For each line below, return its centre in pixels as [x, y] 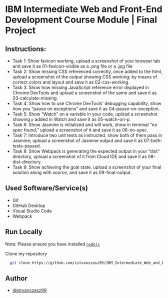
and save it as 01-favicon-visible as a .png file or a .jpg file [72, 66]
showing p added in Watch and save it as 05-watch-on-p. [71, 119]
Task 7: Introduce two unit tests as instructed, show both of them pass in [87, 135]
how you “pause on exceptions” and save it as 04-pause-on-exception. [86, 109]
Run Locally [24, 232]
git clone [20, 263]
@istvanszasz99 [29, 290]
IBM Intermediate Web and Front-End [84, 9]
